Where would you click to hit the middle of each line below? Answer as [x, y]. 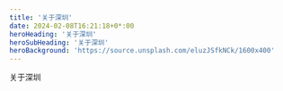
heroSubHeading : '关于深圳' [59, 42]
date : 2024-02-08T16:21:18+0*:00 [72, 26]
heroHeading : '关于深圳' [53, 34]
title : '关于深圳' [41, 17]
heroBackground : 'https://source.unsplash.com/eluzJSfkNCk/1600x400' [142, 51]
